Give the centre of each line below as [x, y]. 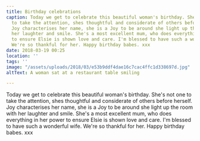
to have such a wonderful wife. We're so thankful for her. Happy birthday [95, 126]
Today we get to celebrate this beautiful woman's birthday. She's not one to [99, 95]
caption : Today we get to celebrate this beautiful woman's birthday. [96, 17]
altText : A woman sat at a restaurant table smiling [73, 73]
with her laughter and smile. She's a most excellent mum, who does [89, 114]
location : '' [22, 56]
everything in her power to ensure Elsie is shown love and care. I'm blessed [99, 120]
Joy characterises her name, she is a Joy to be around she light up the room [100, 107]
